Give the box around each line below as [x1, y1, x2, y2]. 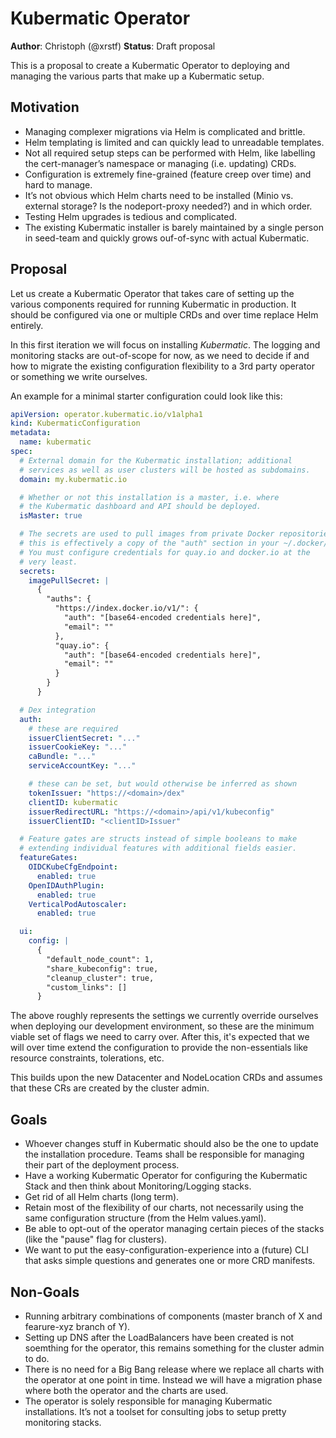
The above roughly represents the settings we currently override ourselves [10, 1010, 319, 1022]
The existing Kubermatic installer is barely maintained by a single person [24, 221, 324, 233]
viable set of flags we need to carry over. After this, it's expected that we [10, 1031, 310, 1043]
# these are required [28, 723, 118, 734]
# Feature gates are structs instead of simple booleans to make [19, 834, 298, 844]
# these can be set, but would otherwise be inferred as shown [28, 779, 298, 789]
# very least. [19, 557, 78, 567]
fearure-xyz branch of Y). [24, 1320, 131, 1332]
